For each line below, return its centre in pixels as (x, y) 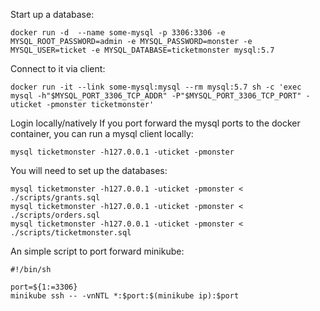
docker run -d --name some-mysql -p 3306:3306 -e (118, 33)
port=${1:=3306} (44, 287)
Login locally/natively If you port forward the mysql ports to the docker (155, 123)
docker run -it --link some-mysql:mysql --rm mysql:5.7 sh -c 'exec (156, 87)
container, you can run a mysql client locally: (102, 133)
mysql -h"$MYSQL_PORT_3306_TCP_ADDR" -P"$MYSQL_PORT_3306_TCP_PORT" (156, 96)
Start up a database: (52, 14)
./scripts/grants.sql (55, 198)
